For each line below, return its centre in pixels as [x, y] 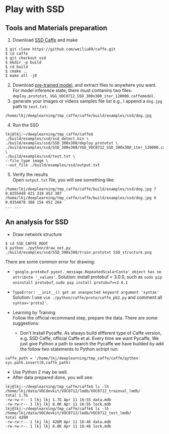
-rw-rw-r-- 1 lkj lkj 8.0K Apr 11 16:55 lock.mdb [58, 404]
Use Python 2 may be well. [40, 372]
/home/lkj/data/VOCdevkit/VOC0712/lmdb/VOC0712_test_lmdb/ [68, 413]
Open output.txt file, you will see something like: [64, 180]
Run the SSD [26, 125]
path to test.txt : [30, 106]
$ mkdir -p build [23, 63]
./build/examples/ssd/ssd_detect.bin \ [47, 139]
